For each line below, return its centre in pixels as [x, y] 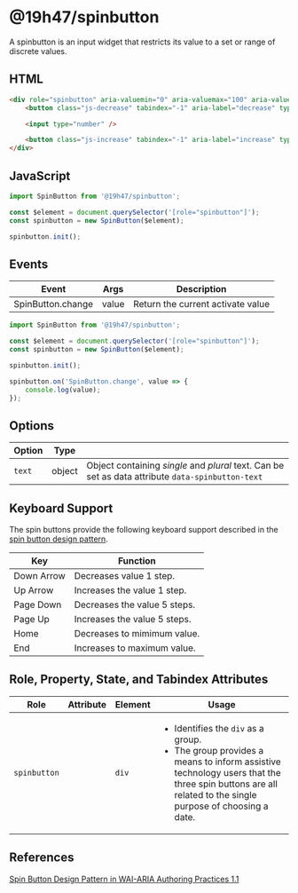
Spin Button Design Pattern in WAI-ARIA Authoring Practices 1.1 [124, 879]
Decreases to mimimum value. [137, 633]
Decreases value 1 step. [125, 576]
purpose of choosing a [221, 806]
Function [137, 561]
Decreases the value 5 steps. [135, 605]
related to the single [216, 794]
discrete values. [39, 51]
